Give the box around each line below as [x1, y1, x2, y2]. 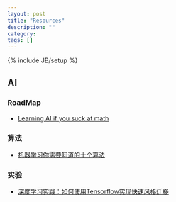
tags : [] [7, 37, 33, 44]
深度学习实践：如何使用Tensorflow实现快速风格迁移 [17, 187, 169, 196]
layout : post [7, 10, 46, 18]
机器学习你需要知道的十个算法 [17, 150, 105, 159]
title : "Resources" [7, 17, 65, 24]
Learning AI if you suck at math [17, 114, 109, 123]
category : [7, 30, 37, 38]
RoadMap [7, 98, 41, 108]
